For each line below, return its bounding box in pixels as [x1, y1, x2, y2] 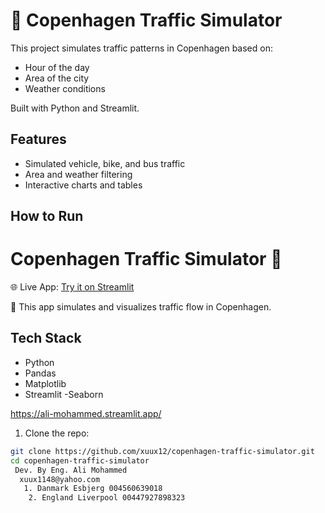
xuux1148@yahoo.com [19, 474, 101, 484]
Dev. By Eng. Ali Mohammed [14, 465, 128, 475]
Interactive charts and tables [24, 179, 143, 191]
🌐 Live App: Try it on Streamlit [10, 281, 135, 293]
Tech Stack [10, 330, 82, 347]
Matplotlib [24, 377, 67, 389]
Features [10, 131, 67, 148]
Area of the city [24, 72, 90, 84]
